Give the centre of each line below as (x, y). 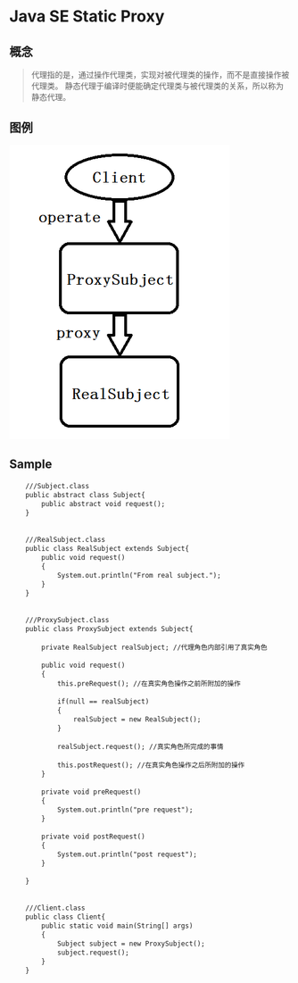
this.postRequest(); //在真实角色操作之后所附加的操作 (151, 765)
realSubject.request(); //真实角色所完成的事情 (140, 746)
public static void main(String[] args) (117, 926)
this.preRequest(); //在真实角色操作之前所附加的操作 (149, 683)
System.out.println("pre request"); (125, 810)
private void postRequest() (93, 837)
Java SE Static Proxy (87, 17)
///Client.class (56, 908)
